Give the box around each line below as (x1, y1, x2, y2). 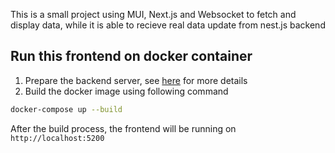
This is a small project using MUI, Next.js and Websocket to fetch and (10, 9, 297, 20)
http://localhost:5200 (10, 133, 105, 143)
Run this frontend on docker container (10, 48, 253, 65)
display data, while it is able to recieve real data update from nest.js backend (10, 19, 326, 31)
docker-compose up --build (10, 104, 123, 114)
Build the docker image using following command (24, 85, 229, 97)
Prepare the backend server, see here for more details (24, 74, 248, 86)
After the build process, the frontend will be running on (10, 122, 237, 134)
